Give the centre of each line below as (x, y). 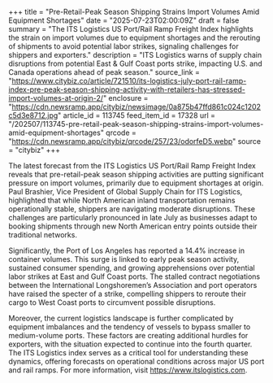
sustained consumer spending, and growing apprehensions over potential (132, 268)
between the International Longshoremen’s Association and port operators (133, 285)
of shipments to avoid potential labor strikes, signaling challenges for (123, 46)
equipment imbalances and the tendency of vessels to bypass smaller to (130, 327)
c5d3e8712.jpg (33, 115)
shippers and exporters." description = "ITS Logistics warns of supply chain (135, 55)
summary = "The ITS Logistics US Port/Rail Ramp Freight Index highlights (131, 29)
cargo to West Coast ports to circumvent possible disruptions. (112, 302)
